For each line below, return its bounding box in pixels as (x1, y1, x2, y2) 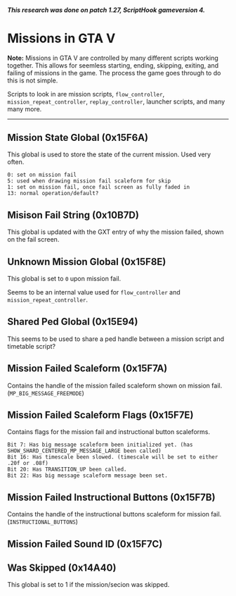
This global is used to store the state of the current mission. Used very (7, 150, 211, 159)
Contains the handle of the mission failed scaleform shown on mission (7, 381, 211, 390)
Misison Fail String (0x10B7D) (7, 209, 139, 221)
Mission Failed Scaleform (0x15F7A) (7, 363, 168, 375)
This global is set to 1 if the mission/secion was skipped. (7, 581, 170, 589)
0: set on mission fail (7, 171, 77, 179)
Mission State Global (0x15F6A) (7, 131, 149, 144)
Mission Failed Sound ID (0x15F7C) (7, 538, 163, 550)
